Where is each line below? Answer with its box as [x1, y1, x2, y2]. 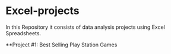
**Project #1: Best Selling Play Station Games [5, 41, 118, 48]
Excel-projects [5, 4, 80, 18]
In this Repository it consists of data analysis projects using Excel [5, 23, 166, 31]
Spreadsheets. [5, 29, 42, 36]
